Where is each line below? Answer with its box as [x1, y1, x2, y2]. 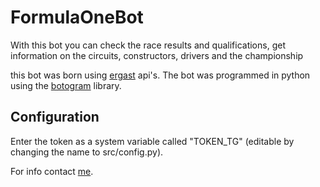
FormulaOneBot [10, 6, 144, 29]
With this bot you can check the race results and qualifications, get [10, 39, 286, 51]
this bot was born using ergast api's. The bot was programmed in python [10, 69, 311, 81]
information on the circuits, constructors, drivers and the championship [10, 49, 304, 61]
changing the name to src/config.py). [10, 146, 164, 158]
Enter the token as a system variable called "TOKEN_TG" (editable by [10, 135, 295, 147]
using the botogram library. [10, 79, 122, 91]
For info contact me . [10, 165, 94, 177]
